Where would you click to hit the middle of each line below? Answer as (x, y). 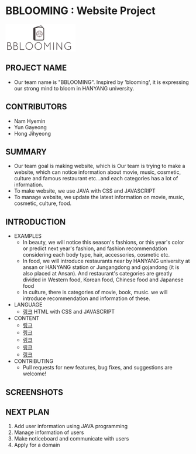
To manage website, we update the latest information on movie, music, (99, 197)
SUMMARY (26, 152)
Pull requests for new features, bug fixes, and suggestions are (98, 368)
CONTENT (27, 318)
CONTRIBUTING (34, 361)
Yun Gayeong (30, 127)
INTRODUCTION (36, 222)
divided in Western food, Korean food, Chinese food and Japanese (103, 280)
